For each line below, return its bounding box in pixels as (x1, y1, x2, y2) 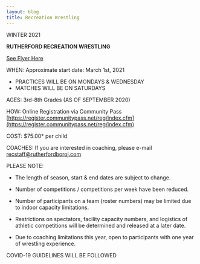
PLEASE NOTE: (6, 162, 44, 169)
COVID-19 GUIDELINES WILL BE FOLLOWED (6, 251, 117, 259)
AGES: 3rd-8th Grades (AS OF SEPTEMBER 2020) (6, 96, 131, 103)
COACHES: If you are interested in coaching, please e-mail (6, 144, 152, 151)
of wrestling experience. (15, 240, 76, 247)
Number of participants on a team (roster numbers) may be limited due (15, 197, 192, 204)
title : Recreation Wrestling (6, 14, 80, 21)
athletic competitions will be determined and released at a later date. (15, 222, 186, 229)
